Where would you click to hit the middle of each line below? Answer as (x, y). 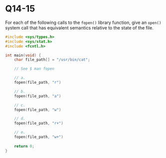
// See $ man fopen (34, 69)
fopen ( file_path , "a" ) (38, 96)
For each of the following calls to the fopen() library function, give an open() (83, 22)
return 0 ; (24, 146)
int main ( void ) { (23, 55)
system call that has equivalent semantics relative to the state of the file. (79, 27)
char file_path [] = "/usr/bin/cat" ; (52, 60)
